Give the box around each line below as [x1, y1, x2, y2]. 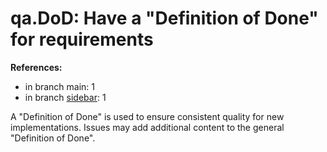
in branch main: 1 [24, 80, 96, 92]
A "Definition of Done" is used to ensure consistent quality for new [10, 110, 285, 122]
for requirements [10, 28, 154, 51]
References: [10, 61, 63, 73]
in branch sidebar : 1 [24, 91, 107, 103]
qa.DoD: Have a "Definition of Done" [10, 7, 319, 30]
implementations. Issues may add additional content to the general [10, 121, 285, 133]
